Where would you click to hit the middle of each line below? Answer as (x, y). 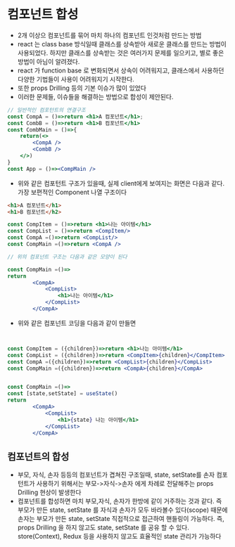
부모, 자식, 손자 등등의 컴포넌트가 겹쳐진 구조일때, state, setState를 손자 (116, 475)
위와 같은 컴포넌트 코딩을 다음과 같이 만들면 (77, 323)
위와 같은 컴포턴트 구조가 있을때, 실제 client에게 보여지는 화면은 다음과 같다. (121, 183)
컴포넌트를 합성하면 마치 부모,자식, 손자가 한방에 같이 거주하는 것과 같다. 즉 (120, 501)
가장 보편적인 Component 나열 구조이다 (72, 192)
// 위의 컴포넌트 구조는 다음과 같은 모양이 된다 (68, 257)
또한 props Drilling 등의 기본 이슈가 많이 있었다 (82, 88)
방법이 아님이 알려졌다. (49, 61)
